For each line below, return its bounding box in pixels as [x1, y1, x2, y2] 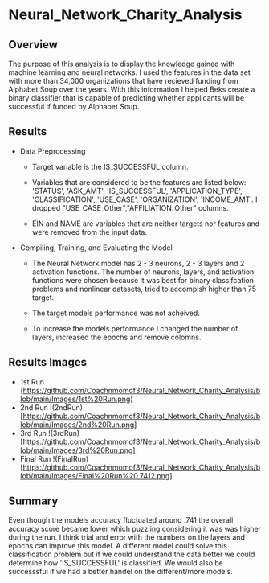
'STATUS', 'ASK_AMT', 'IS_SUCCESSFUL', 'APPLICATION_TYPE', [31, 186, 243, 195]
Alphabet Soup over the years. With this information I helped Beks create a [8, 84, 255, 94]
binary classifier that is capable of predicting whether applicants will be [8, 93, 245, 102]
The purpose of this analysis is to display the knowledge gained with [8, 59, 235, 68]
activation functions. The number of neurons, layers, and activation [31, 267, 255, 277]
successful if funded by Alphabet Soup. [8, 102, 140, 111]
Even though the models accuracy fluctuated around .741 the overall [8, 515, 234, 525]
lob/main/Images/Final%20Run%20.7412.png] [19, 470, 173, 480]
